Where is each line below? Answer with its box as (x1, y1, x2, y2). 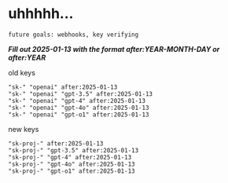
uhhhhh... (8, 5, 74, 23)
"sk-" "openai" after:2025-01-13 (8, 83, 118, 91)
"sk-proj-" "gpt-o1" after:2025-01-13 (8, 167, 135, 175)
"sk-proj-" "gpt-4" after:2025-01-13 (8, 153, 132, 161)
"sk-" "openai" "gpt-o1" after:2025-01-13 (8, 111, 149, 119)
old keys (8, 68, 35, 77)
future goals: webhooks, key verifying (8, 31, 139, 38)
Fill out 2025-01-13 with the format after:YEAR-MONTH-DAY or (8, 44, 220, 53)
